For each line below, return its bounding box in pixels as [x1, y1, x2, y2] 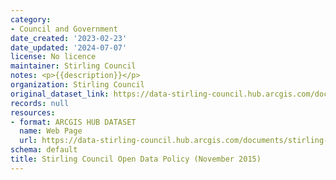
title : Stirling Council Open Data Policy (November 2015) [10, 154, 262, 164]
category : [10, 14, 52, 25]
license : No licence [10, 52, 97, 62]
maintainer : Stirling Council [10, 61, 137, 71]
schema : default [10, 145, 78, 155]
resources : [10, 107, 56, 118]
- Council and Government [10, 24, 118, 34]
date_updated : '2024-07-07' [10, 42, 128, 53]
